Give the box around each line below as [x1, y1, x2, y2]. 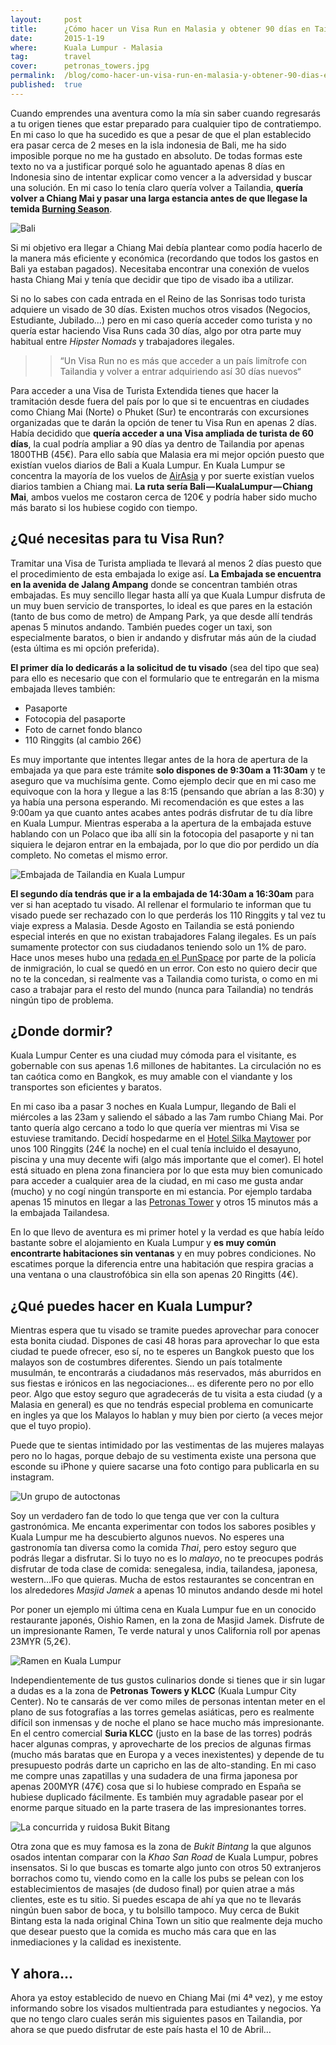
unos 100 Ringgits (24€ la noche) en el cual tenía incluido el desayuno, [10, 1143, 302, 1155]
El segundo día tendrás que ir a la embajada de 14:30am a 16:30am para [10, 887, 315, 900]
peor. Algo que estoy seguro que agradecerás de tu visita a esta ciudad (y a [10, 1388, 323, 1400]
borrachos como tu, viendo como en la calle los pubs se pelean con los [10, 1872, 305, 1885]
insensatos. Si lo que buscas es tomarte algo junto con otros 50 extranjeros [10, 1862, 322, 1874]
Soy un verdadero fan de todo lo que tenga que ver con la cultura [10, 1510, 280, 1522]
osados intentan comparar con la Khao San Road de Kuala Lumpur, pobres [10, 1851, 319, 1863]
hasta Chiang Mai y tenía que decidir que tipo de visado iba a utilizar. [10, 273, 295, 285]
